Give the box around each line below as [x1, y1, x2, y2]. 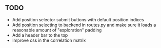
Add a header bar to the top [12, 32, 68, 38]
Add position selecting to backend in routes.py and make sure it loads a [12, 22, 156, 28]
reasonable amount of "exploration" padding [12, 27, 102, 33]
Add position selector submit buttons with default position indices [12, 16, 144, 22]
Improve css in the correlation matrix [12, 37, 86, 43]
